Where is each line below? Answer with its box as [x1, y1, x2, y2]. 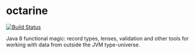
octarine [6, 4, 48, 18]
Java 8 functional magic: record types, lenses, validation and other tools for [6, 35, 189, 42]
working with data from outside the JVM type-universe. [6, 41, 140, 48]
